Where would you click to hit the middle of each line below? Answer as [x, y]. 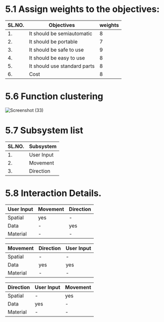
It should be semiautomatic [61, 33]
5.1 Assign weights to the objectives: [82, 9]
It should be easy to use [57, 57]
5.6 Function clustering [54, 96]
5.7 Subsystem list [44, 130]
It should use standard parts [62, 66]
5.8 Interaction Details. [53, 193]
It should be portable [54, 41]
